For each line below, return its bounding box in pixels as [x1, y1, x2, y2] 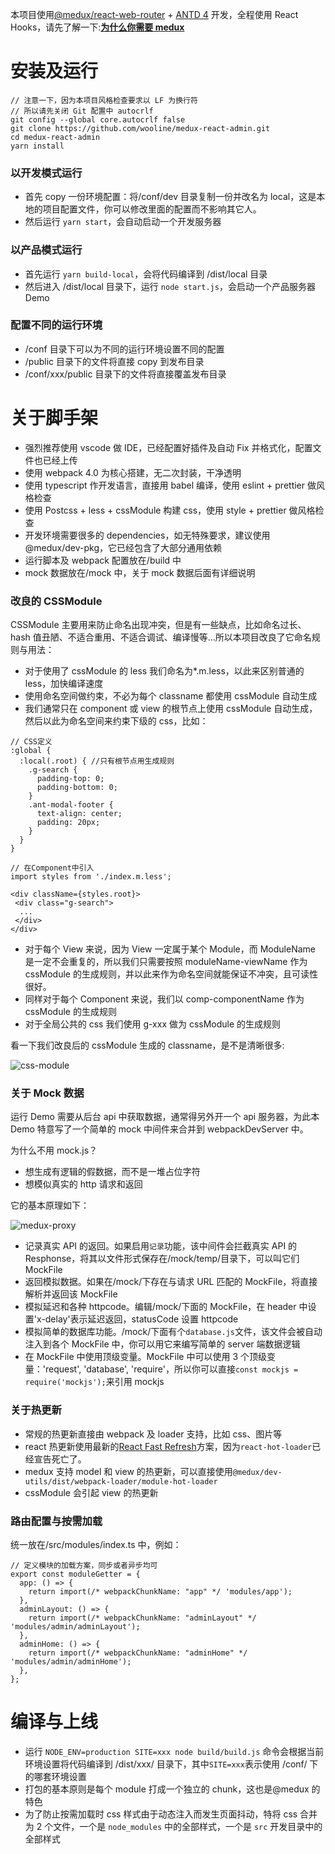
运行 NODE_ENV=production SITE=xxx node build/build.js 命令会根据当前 [24, 1745, 325, 1757]
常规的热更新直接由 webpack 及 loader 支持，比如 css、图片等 [24, 1428, 283, 1440]
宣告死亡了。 [33, 1453, 87, 1465]
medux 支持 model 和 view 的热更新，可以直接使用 [24, 1465, 233, 1477]
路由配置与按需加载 [10, 1514, 103, 1528]
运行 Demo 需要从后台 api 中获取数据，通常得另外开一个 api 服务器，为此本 [10, 1111, 320, 1123]
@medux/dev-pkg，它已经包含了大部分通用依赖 [24, 541, 223, 553]
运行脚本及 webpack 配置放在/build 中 [24, 554, 182, 566]
